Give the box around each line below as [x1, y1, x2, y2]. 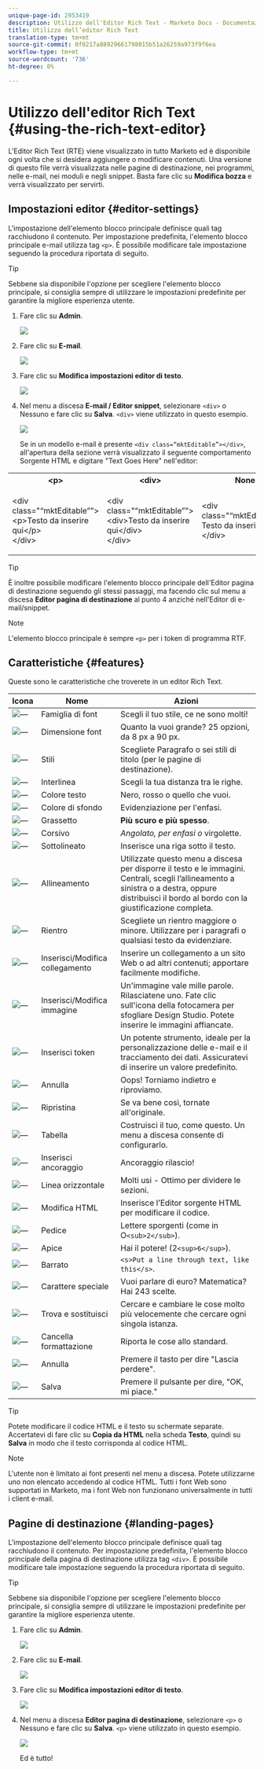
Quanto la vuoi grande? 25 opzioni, [120, 721, 250, 732]
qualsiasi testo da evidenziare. [120, 935, 233, 946]
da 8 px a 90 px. [120, 732, 181, 743]
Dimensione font [40, 727, 102, 738]
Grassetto [40, 815, 78, 826]
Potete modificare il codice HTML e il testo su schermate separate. [8, 1421, 224, 1432]
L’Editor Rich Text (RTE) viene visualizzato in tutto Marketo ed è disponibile [8, 146, 251, 156]
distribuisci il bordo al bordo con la [120, 893, 248, 904]
